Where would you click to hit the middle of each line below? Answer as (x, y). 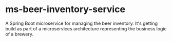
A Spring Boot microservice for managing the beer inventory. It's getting (82, 23)
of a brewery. (19, 34)
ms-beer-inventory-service (65, 9)
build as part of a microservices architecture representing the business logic (86, 28)
